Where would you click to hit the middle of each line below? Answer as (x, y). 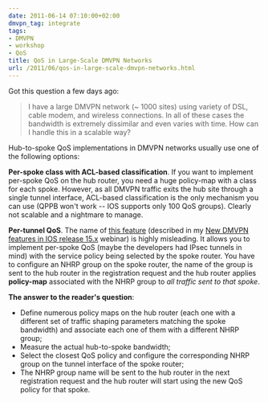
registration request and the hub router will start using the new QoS (131, 381)
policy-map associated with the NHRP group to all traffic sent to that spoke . (134, 281)
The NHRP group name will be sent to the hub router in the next (125, 372)
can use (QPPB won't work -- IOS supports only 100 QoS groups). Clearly (130, 206)
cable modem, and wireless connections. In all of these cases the (136, 115)
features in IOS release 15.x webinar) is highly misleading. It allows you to (129, 239)
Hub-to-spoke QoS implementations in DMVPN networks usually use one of (134, 148)
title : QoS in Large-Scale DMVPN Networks (80, 61)
